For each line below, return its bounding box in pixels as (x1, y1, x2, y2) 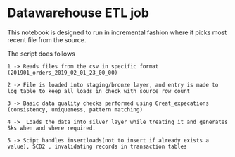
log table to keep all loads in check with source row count (7, 87, 191, 94)
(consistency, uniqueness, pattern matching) (7, 106, 143, 113)
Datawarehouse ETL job (7, 5, 150, 21)
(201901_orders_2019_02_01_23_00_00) (7, 69, 118, 76)
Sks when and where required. (7, 125, 96, 132)
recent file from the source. (7, 35, 87, 44)
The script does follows (7, 49, 76, 58)
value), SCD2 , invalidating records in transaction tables (7, 143, 188, 150)
